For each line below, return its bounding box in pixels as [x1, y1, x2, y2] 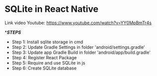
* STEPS [4, 29, 21, 35]
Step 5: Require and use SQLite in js [11, 60, 85, 66]
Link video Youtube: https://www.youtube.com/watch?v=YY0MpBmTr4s [4, 20, 152, 26]
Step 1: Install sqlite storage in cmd [11, 38, 83, 45]
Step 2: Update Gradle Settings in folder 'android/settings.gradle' [11, 44, 145, 50]
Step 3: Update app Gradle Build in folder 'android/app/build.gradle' [11, 49, 151, 55]
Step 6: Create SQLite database [11, 65, 77, 71]
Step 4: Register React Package [11, 54, 77, 60]
